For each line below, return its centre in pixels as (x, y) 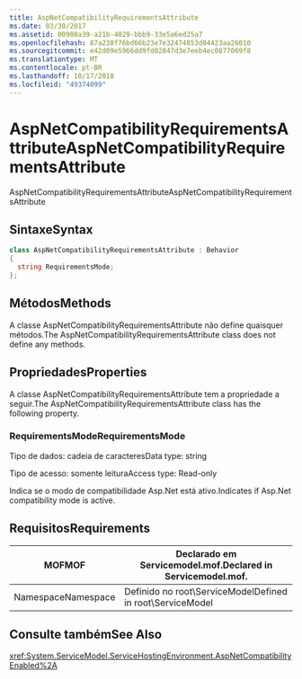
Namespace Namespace (65, 596)
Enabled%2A (34, 666)
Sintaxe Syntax (51, 229)
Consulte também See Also (86, 635)
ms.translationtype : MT (54, 59)
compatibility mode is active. (62, 500)
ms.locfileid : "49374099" (58, 84)
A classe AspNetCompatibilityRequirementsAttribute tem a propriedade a (145, 394)
